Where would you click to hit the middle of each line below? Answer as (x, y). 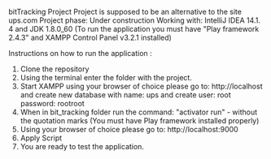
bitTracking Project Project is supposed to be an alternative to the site (125, 12)
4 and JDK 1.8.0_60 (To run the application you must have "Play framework (134, 29)
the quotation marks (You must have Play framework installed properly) (140, 120)
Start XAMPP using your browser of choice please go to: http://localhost (141, 86)
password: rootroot (52, 103)
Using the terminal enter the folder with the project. (106, 77)
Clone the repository (55, 69)
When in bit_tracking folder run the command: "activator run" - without (139, 112)
